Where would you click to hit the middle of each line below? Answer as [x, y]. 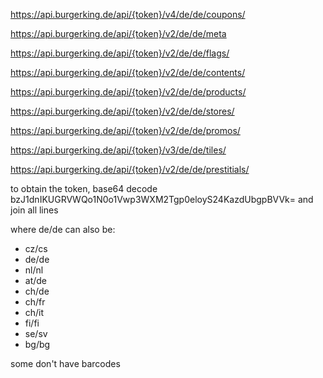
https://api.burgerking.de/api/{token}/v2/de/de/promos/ [125, 130]
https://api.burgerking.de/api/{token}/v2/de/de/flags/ [120, 53]
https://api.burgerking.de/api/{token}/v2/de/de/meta [118, 33]
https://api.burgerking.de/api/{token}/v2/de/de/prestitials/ [130, 169]
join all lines [34, 210]
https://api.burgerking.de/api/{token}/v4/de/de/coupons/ [128, 14]
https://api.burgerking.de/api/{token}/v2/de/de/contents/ [128, 72]
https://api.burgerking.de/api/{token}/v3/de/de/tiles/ [118, 150]
